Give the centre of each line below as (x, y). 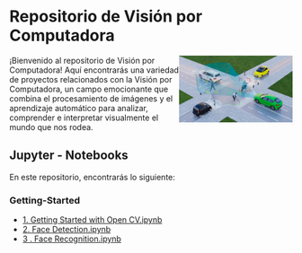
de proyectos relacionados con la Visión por (91, 79)
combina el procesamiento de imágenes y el (91, 98)
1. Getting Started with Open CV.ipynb (92, 220)
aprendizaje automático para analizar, (79, 108)
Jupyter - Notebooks (69, 156)
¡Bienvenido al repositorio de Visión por (82, 60)
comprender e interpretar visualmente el (84, 118)
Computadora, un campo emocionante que (89, 89)
